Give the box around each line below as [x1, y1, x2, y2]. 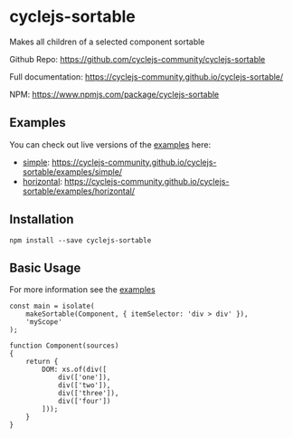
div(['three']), [57, 389, 119, 398]
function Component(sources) [9, 341, 119, 350]
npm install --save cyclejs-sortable [9, 235, 152, 245]
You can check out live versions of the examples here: [9, 138, 212, 150]
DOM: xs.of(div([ [42, 365, 107, 375]
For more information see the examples [9, 284, 156, 295]
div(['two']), [57, 381, 111, 390]
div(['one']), [57, 373, 111, 382]
